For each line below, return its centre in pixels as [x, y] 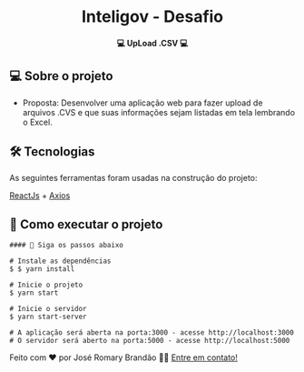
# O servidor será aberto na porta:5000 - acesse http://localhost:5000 [150, 341]
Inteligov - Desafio [152, 17]
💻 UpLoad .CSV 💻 [152, 43]
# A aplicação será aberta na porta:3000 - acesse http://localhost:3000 [152, 333]
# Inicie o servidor [49, 309]
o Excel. [37, 122]
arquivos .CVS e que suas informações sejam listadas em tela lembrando [159, 112]
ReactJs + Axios [40, 196]
